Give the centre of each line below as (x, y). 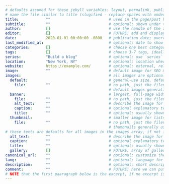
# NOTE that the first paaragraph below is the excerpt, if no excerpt (82, 174)
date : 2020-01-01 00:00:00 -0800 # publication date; (78, 38)
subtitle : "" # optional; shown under (83, 24)
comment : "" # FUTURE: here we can (81, 169)
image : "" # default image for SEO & (85, 71)
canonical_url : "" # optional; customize (81, 155)
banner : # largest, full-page (82, 94)
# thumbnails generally (134, 127)
